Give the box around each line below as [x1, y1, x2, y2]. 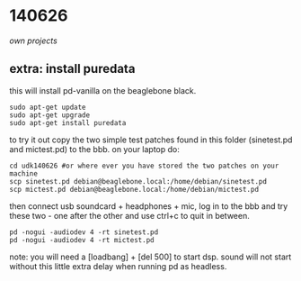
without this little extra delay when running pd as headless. [9, 260, 227, 271]
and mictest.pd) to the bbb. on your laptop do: [9, 143, 180, 154]
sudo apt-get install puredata [9, 118, 127, 127]
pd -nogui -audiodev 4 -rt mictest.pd [9, 235, 155, 244]
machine [9, 168, 39, 178]
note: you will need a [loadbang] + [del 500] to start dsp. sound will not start [9, 251, 292, 262]
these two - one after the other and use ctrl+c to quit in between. [9, 210, 250, 221]
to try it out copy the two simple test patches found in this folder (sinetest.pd [9, 134, 293, 145]
